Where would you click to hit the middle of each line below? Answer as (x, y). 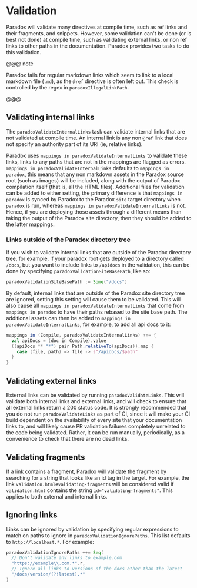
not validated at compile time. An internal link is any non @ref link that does (97, 138)
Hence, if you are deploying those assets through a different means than (94, 212)
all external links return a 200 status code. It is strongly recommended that (96, 407)
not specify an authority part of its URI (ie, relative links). (74, 144)
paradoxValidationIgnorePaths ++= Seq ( (55, 552)
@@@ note (20, 64)
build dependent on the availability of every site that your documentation (94, 420)
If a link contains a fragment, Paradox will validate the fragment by (86, 471)
